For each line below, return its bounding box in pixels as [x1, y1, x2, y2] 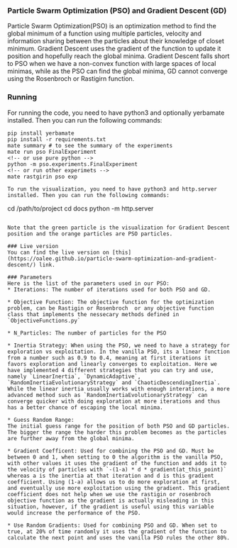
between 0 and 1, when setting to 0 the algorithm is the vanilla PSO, [7, 453, 224, 461]
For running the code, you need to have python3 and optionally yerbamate [7, 108, 225, 117]
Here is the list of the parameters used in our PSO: [7, 279, 170, 287]
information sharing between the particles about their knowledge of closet [7, 37, 225, 45]
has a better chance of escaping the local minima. [7, 403, 163, 411]
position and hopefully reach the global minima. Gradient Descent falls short [7, 52, 230, 60]
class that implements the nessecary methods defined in [7, 311, 180, 318]
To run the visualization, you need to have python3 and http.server [7, 185, 218, 193]
